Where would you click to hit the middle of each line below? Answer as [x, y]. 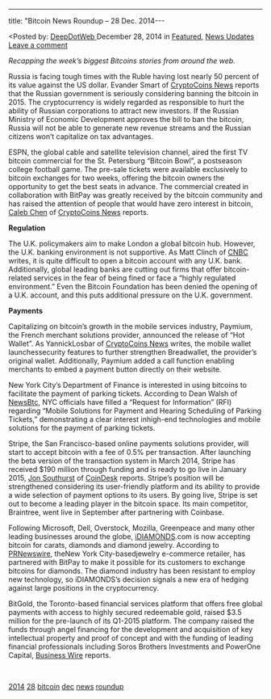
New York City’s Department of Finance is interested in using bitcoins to [128, 385]
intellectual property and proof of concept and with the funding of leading [131, 638]
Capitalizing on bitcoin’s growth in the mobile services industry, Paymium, [131, 326]
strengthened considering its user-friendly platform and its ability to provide [134, 486]
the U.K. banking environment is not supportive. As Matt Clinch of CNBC [128, 252]
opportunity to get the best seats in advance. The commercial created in [128, 186]
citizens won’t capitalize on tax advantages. [81, 137]
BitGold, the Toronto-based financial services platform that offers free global [135, 604]
